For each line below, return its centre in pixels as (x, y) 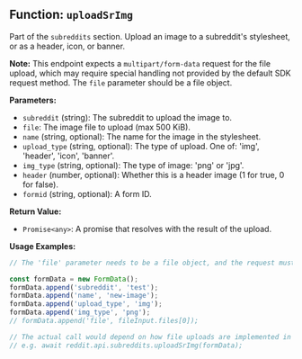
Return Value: (36, 211)
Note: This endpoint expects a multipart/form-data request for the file (140, 63)
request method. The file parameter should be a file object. (121, 82)
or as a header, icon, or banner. (67, 46)
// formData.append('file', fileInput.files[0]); (104, 321)
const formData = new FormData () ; (74, 279)
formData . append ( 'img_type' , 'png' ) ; (80, 313)
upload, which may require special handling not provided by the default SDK (151, 73)
